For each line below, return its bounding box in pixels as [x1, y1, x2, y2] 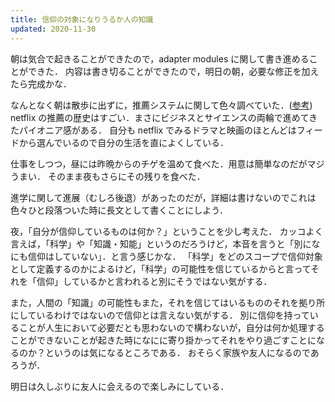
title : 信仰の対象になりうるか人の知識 [10, 14, 154, 25]
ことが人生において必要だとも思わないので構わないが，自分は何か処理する [18, 321, 325, 333]
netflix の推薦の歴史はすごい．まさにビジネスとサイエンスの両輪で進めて [10, 111, 310, 123]
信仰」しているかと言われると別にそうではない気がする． [36, 275, 273, 287]
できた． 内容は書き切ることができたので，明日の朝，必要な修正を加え [27, 65, 320, 77]
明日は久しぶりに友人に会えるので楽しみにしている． [10, 380, 230, 392]
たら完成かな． [10, 77, 72, 90]
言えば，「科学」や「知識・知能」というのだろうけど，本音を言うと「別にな [10, 237, 321, 250]
